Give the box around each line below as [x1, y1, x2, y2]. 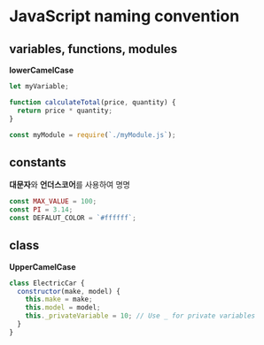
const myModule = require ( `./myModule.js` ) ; [9, 130, 176, 139]
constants [9, 155, 66, 170]
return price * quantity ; [17, 106, 113, 115]
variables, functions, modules [9, 42, 178, 57]
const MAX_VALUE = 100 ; [9, 197, 97, 206]
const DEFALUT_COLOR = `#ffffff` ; [9, 213, 137, 222]
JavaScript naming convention [9, 6, 240, 27]
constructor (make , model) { [17, 287, 121, 295]
